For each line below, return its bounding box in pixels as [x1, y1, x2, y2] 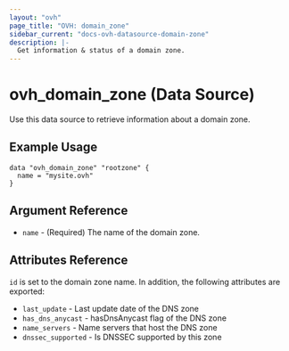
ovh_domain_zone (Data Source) [9, 85, 255, 105]
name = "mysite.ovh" [17, 171, 94, 180]
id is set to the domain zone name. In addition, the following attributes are [9, 276, 281, 287]
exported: [9, 286, 45, 297]
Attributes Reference [9, 253, 128, 268]
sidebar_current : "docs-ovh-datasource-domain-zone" [9, 29, 210, 38]
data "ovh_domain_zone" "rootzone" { [9, 163, 150, 172]
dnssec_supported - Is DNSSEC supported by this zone [21, 331, 222, 342]
